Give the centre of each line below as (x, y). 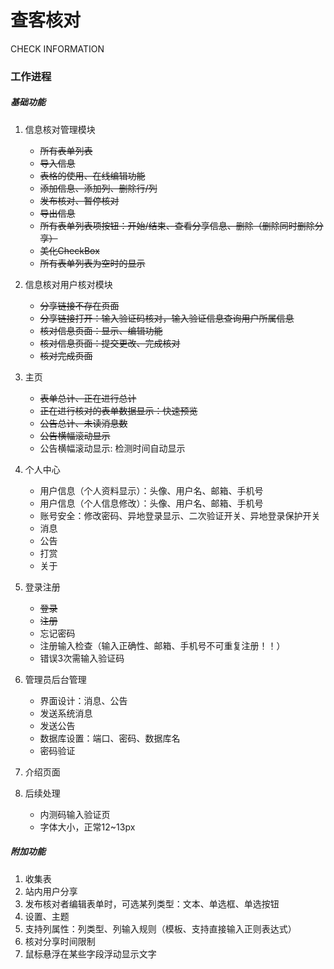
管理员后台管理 (55, 679)
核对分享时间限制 (60, 941)
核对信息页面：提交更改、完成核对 (110, 343)
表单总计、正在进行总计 (88, 398)
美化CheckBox (69, 250)
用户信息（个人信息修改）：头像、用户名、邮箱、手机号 (151, 503)
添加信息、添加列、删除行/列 (98, 188)
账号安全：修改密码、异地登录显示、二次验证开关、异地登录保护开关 (180, 515)
